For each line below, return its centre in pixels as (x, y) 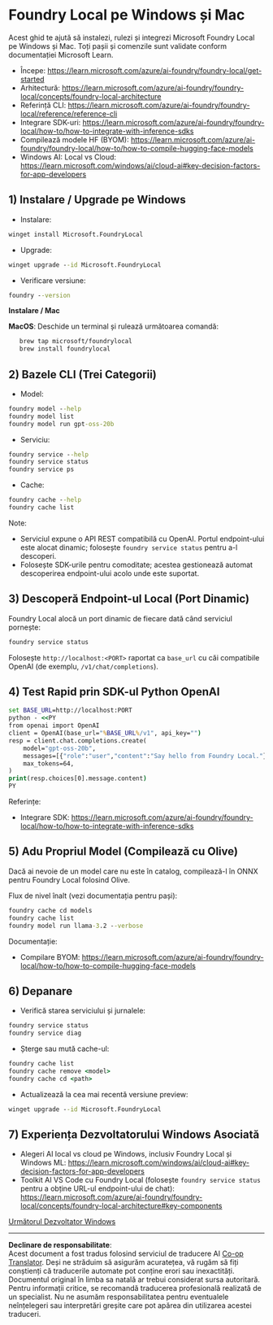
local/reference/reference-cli (69, 113)
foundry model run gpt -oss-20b (61, 424)
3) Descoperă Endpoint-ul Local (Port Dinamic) (129, 599)
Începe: (33, 70)
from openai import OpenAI (54, 726)
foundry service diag (45, 1033)
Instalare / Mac (34, 311)
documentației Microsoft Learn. (61, 54)
